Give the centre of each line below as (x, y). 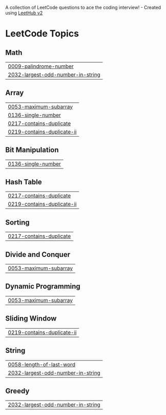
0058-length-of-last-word (42, 364)
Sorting (17, 222)
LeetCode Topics (42, 34)
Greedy (17, 391)
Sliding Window (31, 319)
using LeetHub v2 (24, 13)
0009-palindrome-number (41, 66)
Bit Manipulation (32, 150)
